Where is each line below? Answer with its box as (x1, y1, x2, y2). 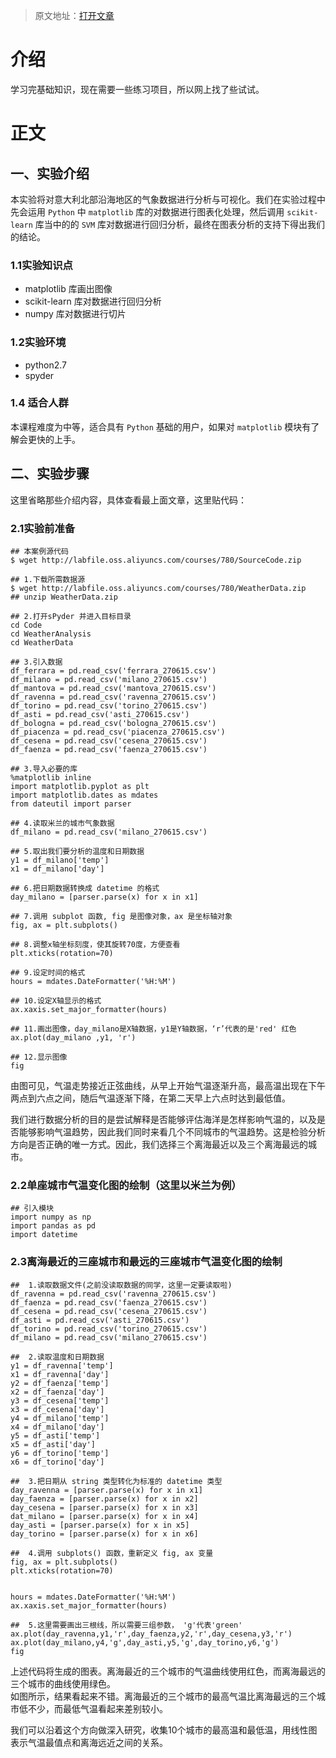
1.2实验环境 (10, 335, 67, 349)
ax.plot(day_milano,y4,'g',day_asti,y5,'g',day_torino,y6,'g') (10, 1637, 280, 1648)
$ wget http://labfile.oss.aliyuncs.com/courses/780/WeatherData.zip (10, 583, 307, 593)
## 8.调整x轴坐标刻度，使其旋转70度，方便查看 (10, 939, 181, 949)
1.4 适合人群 (10, 396, 69, 410)
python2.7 (24, 359, 67, 371)
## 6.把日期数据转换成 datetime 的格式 (10, 883, 160, 893)
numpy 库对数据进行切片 (24, 308, 127, 320)
